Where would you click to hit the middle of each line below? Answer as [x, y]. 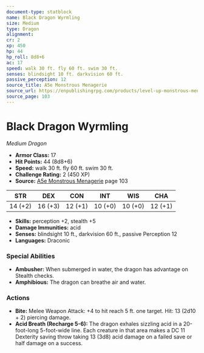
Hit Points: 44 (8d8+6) [44, 161]
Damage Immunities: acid [48, 227]
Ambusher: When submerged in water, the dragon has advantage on [101, 269]
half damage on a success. [49, 343]
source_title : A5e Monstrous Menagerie [57, 86]
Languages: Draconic [42, 240]
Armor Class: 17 [36, 155]
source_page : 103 [28, 96]
